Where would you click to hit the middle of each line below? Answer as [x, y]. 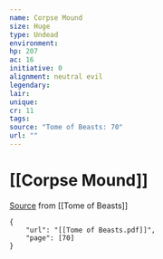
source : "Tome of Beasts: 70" [67, 128]
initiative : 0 [36, 69]
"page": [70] [50, 238]
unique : [24, 102]
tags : [19, 119]
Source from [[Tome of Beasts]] [69, 206]
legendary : [30, 85]
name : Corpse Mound [46, 18]
